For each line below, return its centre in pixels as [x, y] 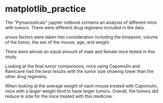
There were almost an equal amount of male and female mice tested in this [80, 51]
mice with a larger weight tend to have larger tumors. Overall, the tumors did [82, 91]
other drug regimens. [26, 76]
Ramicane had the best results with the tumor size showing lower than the [79, 71]
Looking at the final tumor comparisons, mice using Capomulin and [72, 66]
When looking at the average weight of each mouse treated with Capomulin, [81, 86]
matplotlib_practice [46, 9]
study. [11, 56]
